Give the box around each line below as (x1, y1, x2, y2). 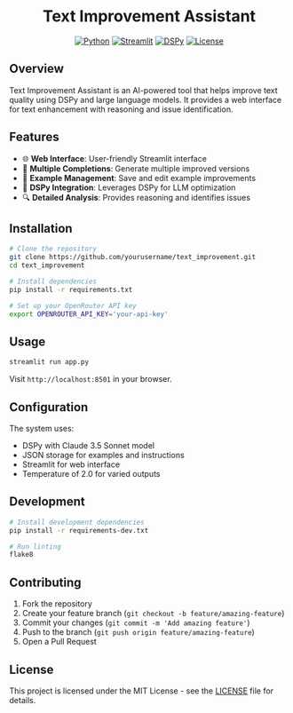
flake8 (9, 551, 34, 559)
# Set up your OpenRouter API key (9, 301, 138, 310)
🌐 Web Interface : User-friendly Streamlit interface (21, 153, 207, 163)
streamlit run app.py (9, 358, 90, 367)
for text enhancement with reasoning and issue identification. (9, 104, 234, 115)
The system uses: (9, 424, 75, 433)
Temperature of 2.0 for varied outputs (21, 469, 161, 479)
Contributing (9, 574, 82, 590)
